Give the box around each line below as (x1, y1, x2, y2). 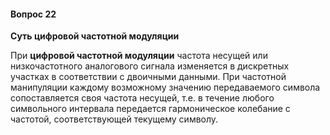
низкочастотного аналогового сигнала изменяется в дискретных (10, 60, 290, 72)
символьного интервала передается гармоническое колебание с (10, 103, 291, 115)
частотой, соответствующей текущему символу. (10, 113, 219, 125)
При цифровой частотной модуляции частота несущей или (10, 50, 268, 62)
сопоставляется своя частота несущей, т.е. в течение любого (10, 92, 275, 104)
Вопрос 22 (10, 8, 57, 20)
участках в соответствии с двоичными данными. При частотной (10, 71, 287, 83)
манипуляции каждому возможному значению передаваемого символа (10, 81, 321, 94)
